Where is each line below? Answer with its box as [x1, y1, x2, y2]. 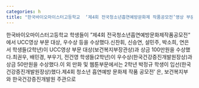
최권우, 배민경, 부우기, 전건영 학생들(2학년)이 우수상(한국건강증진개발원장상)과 [12, 53, 192, 60]
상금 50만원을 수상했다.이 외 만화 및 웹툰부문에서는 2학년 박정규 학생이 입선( [6, 60, 182, 68]
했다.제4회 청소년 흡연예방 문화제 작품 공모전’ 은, [51, 68, 163, 75]
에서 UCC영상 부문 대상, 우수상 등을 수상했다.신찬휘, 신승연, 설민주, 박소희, [6, 38, 179, 45]
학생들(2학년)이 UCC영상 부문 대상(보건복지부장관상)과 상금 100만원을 [12, 45, 175, 53]
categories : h [6, 8, 41, 15]
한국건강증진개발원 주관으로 [12, 75, 76, 83]
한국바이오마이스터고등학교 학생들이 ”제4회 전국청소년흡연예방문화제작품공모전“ [6, 31, 191, 38]
